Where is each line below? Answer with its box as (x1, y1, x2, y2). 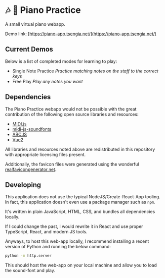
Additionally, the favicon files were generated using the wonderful (5, 161, 139, 167)
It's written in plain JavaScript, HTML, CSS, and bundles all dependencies (5, 209, 155, 215)
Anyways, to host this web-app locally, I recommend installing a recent (5, 238, 149, 244)
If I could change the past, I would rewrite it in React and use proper (5, 223, 143, 229)
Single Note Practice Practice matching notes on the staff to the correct (12, 68, 159, 74)
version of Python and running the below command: (5, 244, 111, 250)
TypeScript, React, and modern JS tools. (5, 229, 87, 235)
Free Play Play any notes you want (12, 78, 83, 84)
